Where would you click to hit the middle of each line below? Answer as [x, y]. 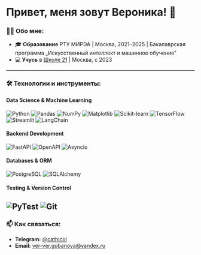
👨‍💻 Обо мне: [25, 31]
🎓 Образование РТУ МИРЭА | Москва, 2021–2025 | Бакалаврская [100, 44]
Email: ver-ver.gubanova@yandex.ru [60, 246]
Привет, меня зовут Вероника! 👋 [91, 12]
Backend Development [35, 134]
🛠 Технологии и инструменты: [54, 83]
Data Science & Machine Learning [49, 100]
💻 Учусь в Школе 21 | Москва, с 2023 [63, 60]
